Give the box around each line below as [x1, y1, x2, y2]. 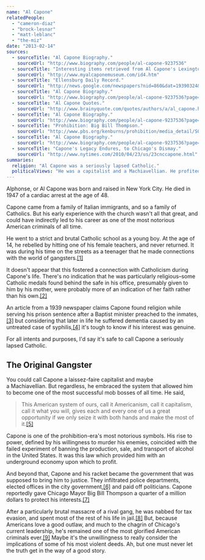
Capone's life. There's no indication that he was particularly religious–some [6, 273, 196, 280]
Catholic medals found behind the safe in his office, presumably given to [6, 279, 189, 286]
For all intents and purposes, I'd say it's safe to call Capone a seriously [6, 335, 184, 343]
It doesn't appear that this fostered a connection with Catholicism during [6, 266, 189, 274]
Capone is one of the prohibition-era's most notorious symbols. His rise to [6, 432, 193, 439]
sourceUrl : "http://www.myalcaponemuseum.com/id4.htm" [17, 72, 160, 78]
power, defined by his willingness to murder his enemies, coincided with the [6, 438, 197, 446]
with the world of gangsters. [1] [6, 255, 84, 262]
